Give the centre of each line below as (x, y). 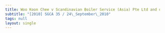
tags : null (16, 18)
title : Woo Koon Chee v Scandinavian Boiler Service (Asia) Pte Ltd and (81, 9)
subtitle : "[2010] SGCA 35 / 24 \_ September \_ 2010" (58, 14)
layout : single (21, 23)
